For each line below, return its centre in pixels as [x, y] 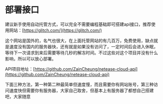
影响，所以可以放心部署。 [31, 59]
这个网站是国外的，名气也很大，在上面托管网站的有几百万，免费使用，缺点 [79, 40]
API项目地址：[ [20, 69]
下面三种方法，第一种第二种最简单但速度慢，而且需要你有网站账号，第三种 [79, 84]
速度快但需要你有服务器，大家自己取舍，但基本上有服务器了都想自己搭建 [81, 90]
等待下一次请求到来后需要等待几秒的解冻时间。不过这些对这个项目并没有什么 [81, 52]
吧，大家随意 [18, 96]
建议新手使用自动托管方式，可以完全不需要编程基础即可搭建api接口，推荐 [78, 24]
